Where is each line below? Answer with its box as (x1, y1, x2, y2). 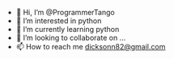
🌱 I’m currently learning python (15, 25, 120, 33)
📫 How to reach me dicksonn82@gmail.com (15, 42, 166, 51)
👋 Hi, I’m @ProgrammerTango (15, 8, 115, 17)
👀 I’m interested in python (15, 16, 102, 26)
